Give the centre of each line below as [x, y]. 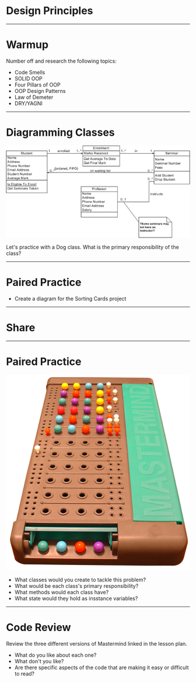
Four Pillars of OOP [37, 85]
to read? [24, 674]
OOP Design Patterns [40, 91]
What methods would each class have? [62, 593]
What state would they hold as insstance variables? [76, 598]
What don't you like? [39, 661]
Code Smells [30, 72]
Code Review [38, 628]
